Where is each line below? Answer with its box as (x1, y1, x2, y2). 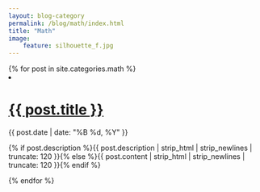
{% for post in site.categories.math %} (8, 64, 136, 73)
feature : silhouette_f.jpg (23, 42, 114, 50)
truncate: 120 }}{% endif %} (8, 161, 101, 170)
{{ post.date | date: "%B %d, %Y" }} (8, 127, 128, 137)
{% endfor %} (8, 176, 55, 186)
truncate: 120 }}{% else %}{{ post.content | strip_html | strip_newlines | (8, 152, 245, 161)
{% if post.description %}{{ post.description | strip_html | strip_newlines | (8, 143, 253, 153)
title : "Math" (8, 27, 57, 35)
